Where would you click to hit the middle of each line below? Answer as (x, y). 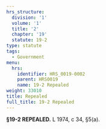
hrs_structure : (25, 12)
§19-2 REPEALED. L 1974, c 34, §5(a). (53, 119)
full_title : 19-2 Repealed (40, 102)
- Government (28, 57)
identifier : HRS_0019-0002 (51, 74)
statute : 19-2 (29, 40)
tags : (13, 51)
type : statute (24, 46)
